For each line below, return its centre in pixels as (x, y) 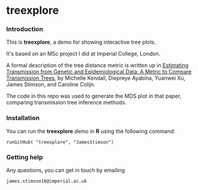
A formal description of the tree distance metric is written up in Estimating (97, 65)
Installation (23, 118)
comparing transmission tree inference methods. (67, 102)
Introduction (25, 29)
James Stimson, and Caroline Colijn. (51, 85)
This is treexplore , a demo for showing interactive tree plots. (81, 42)
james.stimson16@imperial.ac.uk (46, 181)
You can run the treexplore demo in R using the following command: (91, 131)
